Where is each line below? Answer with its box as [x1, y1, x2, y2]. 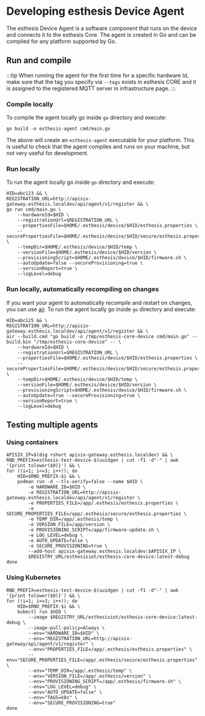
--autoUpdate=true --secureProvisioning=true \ [17, 392, 140, 399]
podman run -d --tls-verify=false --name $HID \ [17, 479, 143, 485]
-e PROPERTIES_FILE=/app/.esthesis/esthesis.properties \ [28, 500, 179, 507]
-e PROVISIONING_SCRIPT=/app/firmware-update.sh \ [28, 527, 160, 533]
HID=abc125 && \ [6, 317, 48, 323]
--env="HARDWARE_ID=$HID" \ [28, 630, 99, 636]
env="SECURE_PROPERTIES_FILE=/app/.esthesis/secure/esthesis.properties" [6, 657, 198, 663]
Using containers [6, 438, 59, 447]
